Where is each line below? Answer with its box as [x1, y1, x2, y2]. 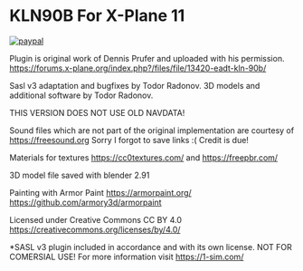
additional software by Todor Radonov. [9, 90, 154, 101]
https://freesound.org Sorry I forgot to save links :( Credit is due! [9, 134, 249, 145]
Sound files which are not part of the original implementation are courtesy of [9, 124, 295, 136]
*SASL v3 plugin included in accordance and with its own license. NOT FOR [9, 241, 292, 252]
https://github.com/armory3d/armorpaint [9, 197, 162, 208]
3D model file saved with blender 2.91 [9, 169, 150, 180]
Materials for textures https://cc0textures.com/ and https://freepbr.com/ [9, 151, 279, 163]
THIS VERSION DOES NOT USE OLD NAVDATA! [9, 107, 185, 118]
